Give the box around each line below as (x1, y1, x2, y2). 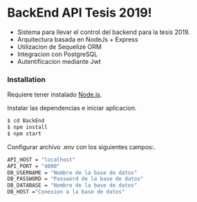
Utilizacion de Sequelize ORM (17, 42, 102, 51)
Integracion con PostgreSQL (17, 50, 98, 58)
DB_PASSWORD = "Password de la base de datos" (7, 176, 144, 183)
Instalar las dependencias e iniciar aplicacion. (7, 104, 137, 112)
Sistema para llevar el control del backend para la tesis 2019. (17, 28, 190, 36)
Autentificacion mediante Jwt (17, 57, 102, 65)
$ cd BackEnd (7, 117, 45, 124)
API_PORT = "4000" (7, 162, 60, 169)
